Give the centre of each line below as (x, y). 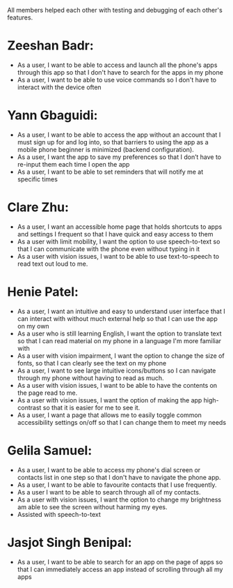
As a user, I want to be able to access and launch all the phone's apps (117, 65)
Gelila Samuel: (50, 450)
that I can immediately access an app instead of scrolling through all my (120, 569)
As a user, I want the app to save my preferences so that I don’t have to (119, 157)
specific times (37, 179)
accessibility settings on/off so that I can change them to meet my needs (122, 422)
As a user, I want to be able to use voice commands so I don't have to (117, 80)
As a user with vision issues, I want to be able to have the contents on (117, 385)
